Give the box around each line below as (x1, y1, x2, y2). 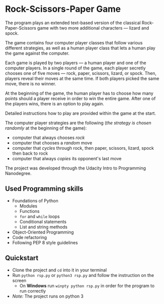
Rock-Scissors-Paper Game (5, 3, 121, 15)
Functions (19, 208, 40, 214)
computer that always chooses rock (12, 135, 85, 140)
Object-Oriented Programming (12, 229, 74, 235)
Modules (19, 203, 38, 209)
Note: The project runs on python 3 (12, 293, 83, 299)
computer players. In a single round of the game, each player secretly (5, 65, 146, 71)
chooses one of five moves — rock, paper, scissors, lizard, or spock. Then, (5, 70, 157, 76)
